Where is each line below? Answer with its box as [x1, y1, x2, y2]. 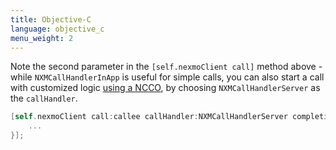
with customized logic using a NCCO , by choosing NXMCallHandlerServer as [10, 82, 321, 94]
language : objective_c [10, 24, 105, 34]
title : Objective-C [10, 14, 92, 25]
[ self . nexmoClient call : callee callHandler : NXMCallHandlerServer [10, 112, 288, 122]
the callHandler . [10, 92, 78, 105]
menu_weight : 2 [10, 33, 74, 43]
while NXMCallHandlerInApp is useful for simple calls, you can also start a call [10, 71, 325, 83]
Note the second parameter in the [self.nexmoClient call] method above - [10, 61, 323, 73]
